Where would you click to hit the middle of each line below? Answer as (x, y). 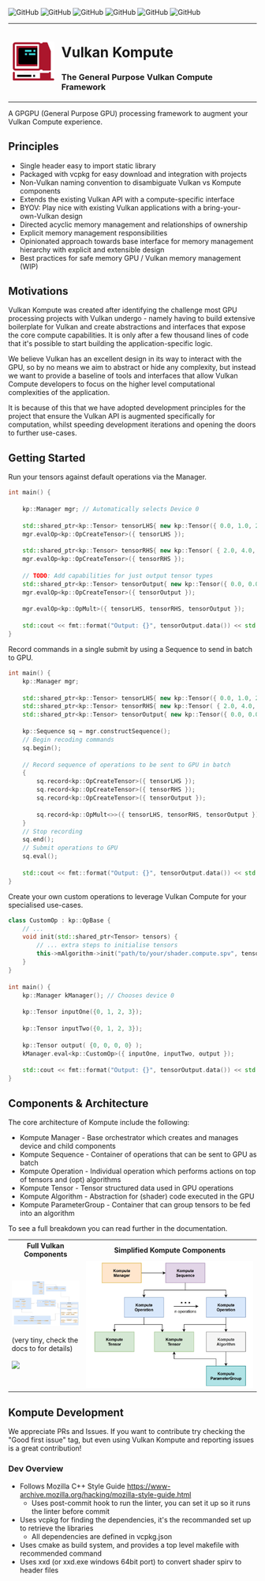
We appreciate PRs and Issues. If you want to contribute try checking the (127, 1432)
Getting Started (47, 458)
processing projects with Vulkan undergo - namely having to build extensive (132, 318)
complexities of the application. (59, 393)
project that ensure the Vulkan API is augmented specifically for (112, 416)
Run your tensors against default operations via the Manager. (108, 477)
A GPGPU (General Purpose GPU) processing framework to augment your (128, 113)
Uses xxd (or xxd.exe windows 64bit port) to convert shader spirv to (131, 1561)
